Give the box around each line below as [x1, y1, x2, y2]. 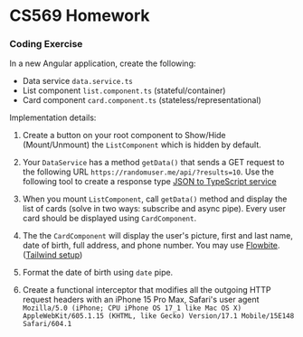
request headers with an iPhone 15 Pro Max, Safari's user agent [22, 295, 260, 305]
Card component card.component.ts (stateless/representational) [22, 95, 262, 106]
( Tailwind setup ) [22, 249, 83, 260]
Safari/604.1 [22, 320, 72, 329]
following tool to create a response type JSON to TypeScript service [22, 176, 278, 187]
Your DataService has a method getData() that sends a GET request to [22, 157, 285, 168]
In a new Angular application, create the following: [9, 58, 196, 69]
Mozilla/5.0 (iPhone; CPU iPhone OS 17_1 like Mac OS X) [22, 304, 242, 313]
